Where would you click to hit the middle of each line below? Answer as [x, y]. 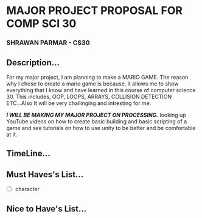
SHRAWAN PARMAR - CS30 [48, 43]
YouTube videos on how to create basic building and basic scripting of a [97, 121]
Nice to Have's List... [47, 209]
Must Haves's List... [45, 174]
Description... [33, 63]
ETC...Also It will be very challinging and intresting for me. [79, 103]
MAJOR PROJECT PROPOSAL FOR [94, 11]
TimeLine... [28, 154]
